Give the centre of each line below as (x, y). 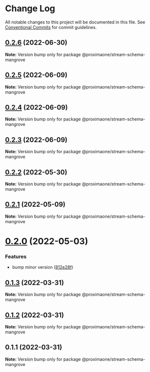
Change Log (30, 9)
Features (16, 256)
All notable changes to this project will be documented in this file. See (75, 22)
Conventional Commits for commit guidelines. (51, 27)
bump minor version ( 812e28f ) (43, 267)
